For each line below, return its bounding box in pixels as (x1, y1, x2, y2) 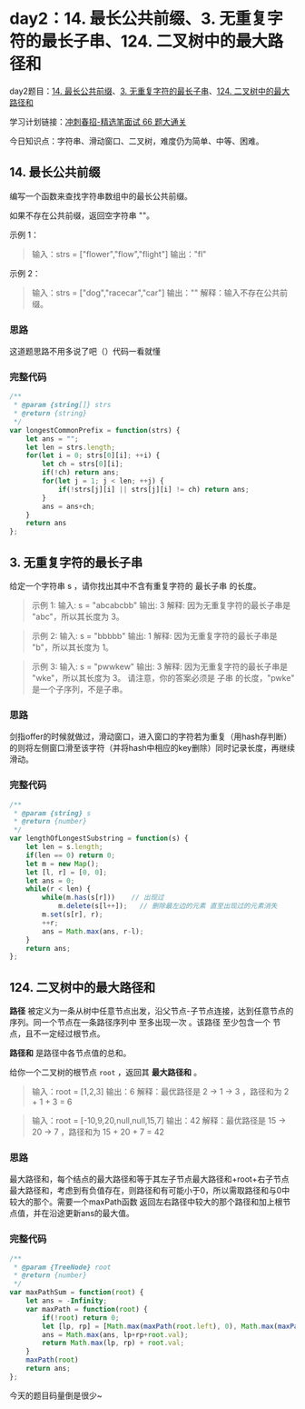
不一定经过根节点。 (33, 1028, 105, 1039)
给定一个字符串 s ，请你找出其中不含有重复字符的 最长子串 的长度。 (9, 581, 261, 592)
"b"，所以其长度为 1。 (31, 642, 113, 653)
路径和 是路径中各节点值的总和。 (9, 1047, 132, 1059)
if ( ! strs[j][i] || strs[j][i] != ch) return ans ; (57, 485, 250, 494)
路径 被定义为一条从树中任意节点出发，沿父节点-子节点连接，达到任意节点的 (9, 1005, 294, 1016)
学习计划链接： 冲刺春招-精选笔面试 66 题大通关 (9, 115, 187, 127)
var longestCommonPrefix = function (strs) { (9, 425, 181, 435)
